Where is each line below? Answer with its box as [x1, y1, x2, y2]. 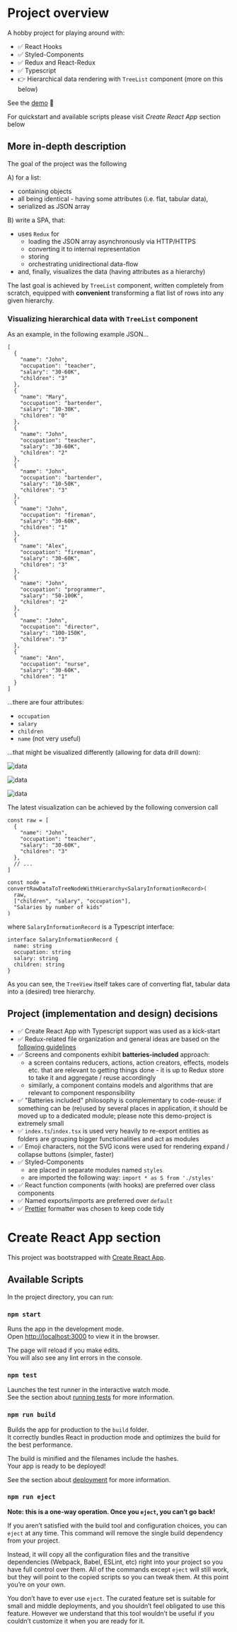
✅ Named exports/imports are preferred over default [17, 1196, 173, 1204]
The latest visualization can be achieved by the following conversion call [7, 803, 218, 812]
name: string [13, 942, 52, 950]
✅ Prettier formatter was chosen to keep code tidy [17, 1204, 165, 1212]
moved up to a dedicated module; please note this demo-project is [17, 1111, 212, 1120]
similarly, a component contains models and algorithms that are [28, 1081, 214, 1089]
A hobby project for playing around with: [7, 28, 125, 37]
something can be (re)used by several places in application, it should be [17, 1104, 228, 1112]
